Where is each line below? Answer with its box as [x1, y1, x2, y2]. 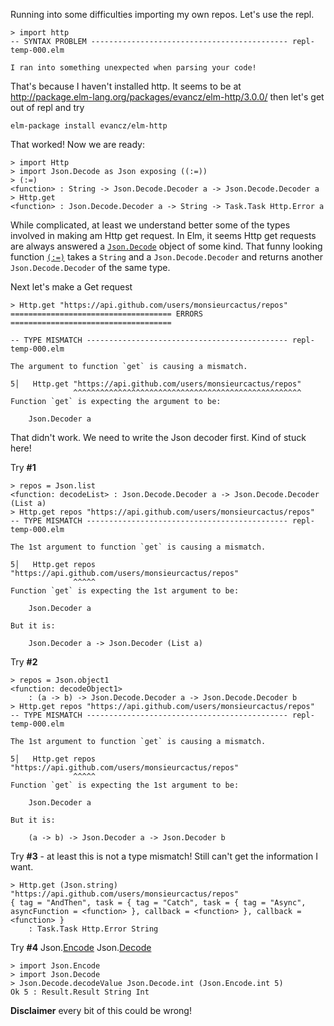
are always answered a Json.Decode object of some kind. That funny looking [10, 240, 323, 252]
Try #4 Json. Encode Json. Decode [10, 942, 152, 953]
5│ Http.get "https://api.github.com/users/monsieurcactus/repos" [10, 379, 302, 389]
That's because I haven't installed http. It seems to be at [10, 80, 242, 92]
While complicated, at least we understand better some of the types [10, 219, 291, 231]
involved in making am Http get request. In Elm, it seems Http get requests [10, 230, 317, 241]
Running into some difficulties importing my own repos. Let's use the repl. [10, 9, 315, 20]
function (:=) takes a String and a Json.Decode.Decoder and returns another [10, 251, 323, 263]
